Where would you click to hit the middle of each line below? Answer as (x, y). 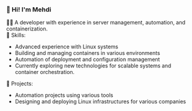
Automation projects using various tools (64, 95)
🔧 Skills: (16, 35)
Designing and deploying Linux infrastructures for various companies (100, 101)
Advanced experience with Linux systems (67, 47)
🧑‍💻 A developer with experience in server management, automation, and (96, 23)
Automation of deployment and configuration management (87, 60)
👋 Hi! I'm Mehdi (29, 10)
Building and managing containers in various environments (87, 53)
